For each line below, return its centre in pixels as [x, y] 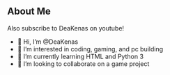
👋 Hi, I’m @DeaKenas [48, 42]
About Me [29, 11]
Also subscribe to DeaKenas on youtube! [65, 28]
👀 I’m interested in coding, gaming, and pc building [90, 49]
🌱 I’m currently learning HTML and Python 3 [80, 56]
